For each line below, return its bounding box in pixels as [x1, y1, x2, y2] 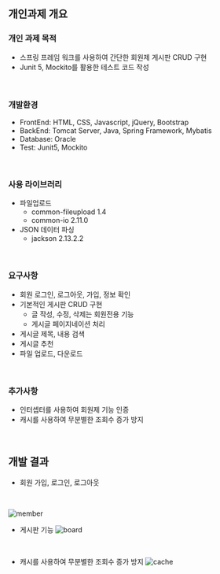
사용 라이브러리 [8, 179, 63, 190]
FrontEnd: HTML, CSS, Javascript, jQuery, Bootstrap [19, 117, 189, 127]
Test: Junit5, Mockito [19, 143, 88, 152]
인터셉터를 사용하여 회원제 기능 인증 [19, 405, 130, 414]
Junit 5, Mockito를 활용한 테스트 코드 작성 [19, 62, 149, 72]
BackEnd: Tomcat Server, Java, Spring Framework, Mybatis [19, 125, 212, 135]
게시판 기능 [19, 524, 54, 534]
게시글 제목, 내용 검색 [19, 329, 85, 339]
